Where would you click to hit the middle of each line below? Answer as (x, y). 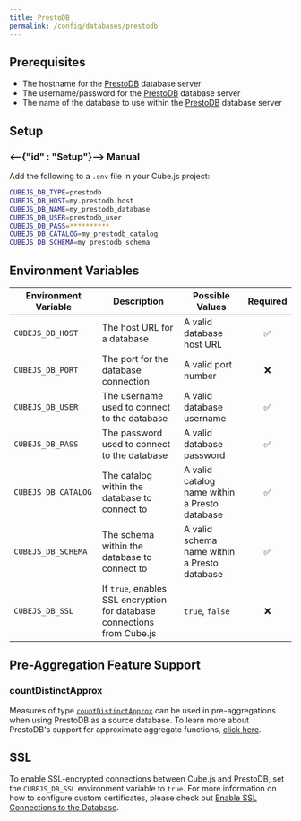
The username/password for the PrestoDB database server (131, 93)
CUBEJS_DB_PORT (46, 370)
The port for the (135, 359)
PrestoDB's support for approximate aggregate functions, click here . (135, 729)
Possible (211, 295)
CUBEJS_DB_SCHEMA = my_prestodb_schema (80, 243)
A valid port (208, 364)
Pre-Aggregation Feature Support (105, 665)
